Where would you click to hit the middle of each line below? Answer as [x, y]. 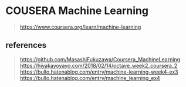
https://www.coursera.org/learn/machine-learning [80, 27]
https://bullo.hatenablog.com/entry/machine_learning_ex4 [90, 78]
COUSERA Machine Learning [77, 11]
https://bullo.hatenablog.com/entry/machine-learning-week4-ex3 [99, 72]
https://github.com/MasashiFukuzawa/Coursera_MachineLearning [100, 59]
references [26, 45]
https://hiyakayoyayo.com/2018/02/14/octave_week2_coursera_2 [99, 65]
